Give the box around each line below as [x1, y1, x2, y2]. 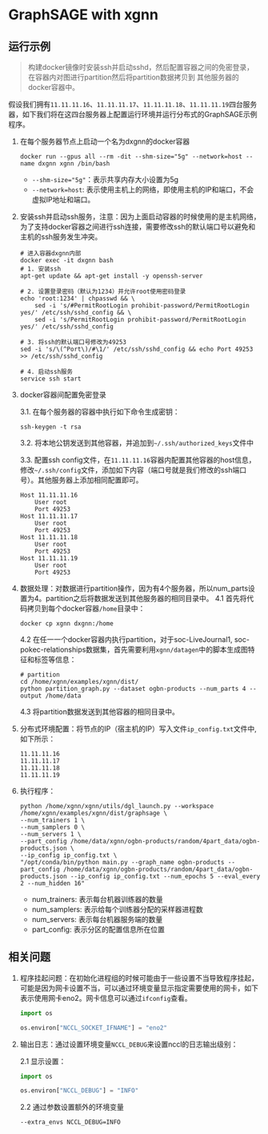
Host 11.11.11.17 [19, 512, 78, 520]
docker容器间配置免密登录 [19, 390, 106, 399]
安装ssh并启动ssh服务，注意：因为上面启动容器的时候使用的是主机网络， [19, 212, 261, 222]
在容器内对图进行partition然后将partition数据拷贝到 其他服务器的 [27, 72, 240, 82]
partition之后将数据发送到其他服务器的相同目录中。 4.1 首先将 [45, 594, 247, 603]
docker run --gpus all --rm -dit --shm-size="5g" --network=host [19, 152, 242, 161]
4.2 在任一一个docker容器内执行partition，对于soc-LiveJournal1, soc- [19, 635, 250, 644]
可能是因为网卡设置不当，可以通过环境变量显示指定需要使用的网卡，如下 [19, 983, 258, 993]
